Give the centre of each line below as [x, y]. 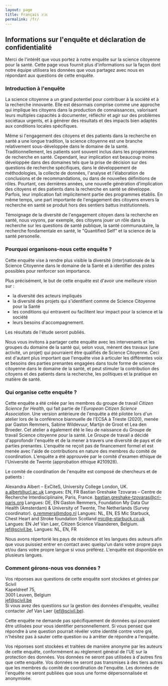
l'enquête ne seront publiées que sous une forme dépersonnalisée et [76, 673]
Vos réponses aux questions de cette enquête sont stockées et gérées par [82, 579]
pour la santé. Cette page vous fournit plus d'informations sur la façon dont [83, 65]
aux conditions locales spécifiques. [42, 126]
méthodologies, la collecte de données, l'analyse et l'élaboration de [75, 173]
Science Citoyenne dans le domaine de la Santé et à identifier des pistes [80, 265]
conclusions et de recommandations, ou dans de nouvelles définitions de [81, 178]
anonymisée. [18, 678]
